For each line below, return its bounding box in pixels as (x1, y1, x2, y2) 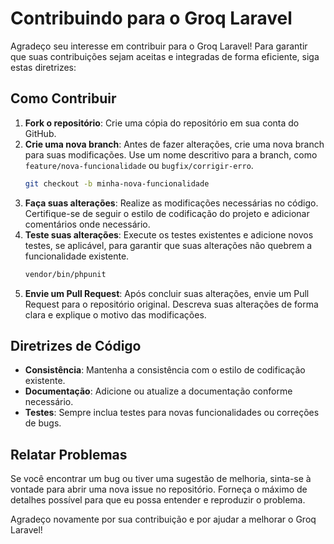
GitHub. (24, 127, 57, 139)
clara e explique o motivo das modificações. (24, 308, 207, 321)
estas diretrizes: (10, 61, 77, 73)
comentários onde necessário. (24, 218, 151, 230)
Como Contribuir (10, 90, 117, 107)
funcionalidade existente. (24, 250, 130, 262)
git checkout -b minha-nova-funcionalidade (24, 178, 210, 189)
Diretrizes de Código (10, 337, 142, 354)
